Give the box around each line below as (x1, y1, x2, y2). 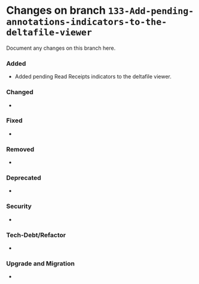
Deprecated (6, 174, 42, 182)
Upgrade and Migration (6, 259, 75, 267)
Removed (6, 145, 35, 153)
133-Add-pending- (108, 5, 194, 17)
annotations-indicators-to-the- (6, 16, 167, 28)
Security (6, 202, 32, 210)
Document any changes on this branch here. (6, 44, 116, 52)
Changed (6, 88, 34, 96)
